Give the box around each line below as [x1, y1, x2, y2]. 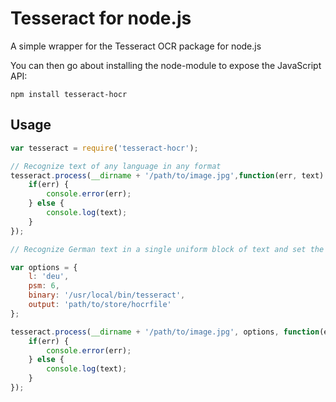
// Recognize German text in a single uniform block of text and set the [10, 244, 325, 254]
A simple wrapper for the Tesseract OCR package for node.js [10, 40, 262, 52]
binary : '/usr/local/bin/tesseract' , [28, 290, 186, 301]
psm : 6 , [28, 281, 60, 291]
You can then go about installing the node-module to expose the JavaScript [10, 59, 322, 71]
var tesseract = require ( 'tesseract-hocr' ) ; [10, 143, 199, 153]
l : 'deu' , [28, 272, 70, 282]
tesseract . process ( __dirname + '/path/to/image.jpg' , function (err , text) [10, 170, 325, 181]
